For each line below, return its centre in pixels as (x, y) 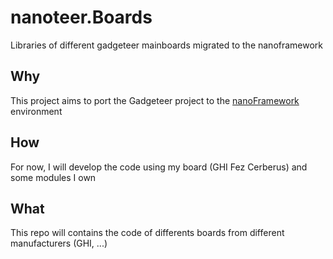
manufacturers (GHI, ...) (59, 243)
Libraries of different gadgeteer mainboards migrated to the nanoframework (167, 45)
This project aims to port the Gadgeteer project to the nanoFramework (155, 100)
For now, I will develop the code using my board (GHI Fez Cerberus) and (159, 167)
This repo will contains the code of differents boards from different (147, 233)
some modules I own (53, 177)
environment (36, 111)
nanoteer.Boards (81, 17)
